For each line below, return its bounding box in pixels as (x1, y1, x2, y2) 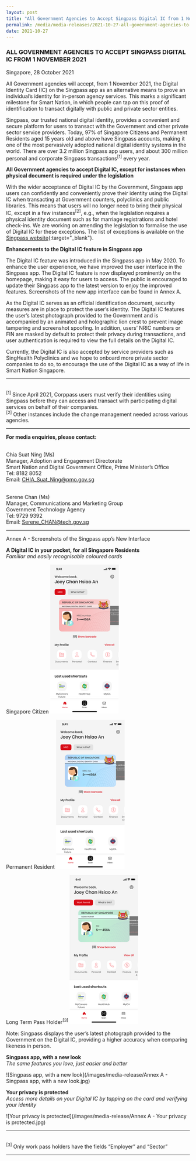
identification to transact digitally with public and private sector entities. (6, 105, 178, 112)
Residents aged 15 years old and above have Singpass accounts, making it (6, 135, 185, 142)
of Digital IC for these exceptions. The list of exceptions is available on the (6, 228, 184, 235)
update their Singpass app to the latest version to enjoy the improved (6, 282, 172, 289)
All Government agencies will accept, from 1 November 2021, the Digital (6, 80, 178, 87)
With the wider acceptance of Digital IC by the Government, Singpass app (6, 183, 184, 190)
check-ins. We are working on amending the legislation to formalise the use (6, 221, 188, 228)
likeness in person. (6, 1043, 51, 1050)
